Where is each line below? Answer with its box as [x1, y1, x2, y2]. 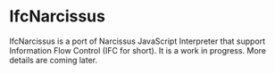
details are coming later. [9, 54, 98, 65]
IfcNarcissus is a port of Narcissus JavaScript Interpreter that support [9, 36, 266, 46]
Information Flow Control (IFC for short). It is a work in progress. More [9, 45, 266, 55]
